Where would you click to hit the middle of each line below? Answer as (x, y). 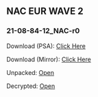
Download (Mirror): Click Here (49, 59)
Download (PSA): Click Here (46, 46)
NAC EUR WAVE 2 (45, 11)
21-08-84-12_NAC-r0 (43, 31)
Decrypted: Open (31, 86)
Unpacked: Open (30, 72)
